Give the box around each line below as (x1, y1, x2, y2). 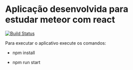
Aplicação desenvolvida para (5, 3, 129, 15)
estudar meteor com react (5, 14, 116, 25)
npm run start (12, 59, 41, 65)
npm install (12, 50, 35, 56)
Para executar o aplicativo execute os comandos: (5, 40, 106, 46)
